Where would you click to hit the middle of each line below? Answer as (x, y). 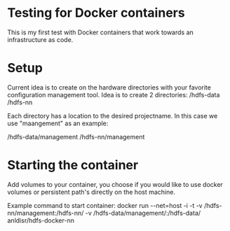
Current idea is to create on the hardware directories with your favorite (109, 87)
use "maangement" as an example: (58, 123)
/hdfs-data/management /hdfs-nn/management (76, 136)
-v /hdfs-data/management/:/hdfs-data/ (143, 213)
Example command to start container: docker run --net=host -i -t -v (105, 205)
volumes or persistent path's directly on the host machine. (91, 192)
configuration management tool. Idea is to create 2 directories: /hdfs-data (114, 94)
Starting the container (73, 165)
